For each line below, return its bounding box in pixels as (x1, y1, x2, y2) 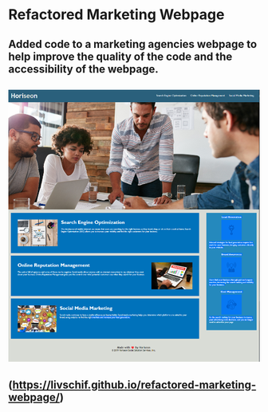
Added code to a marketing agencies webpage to (8, 37, 258, 51)
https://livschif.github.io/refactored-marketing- (12, 378, 257, 391)
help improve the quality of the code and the (8, 49, 233, 63)
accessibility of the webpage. (8, 62, 159, 76)
